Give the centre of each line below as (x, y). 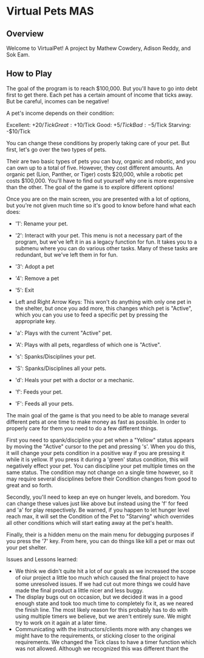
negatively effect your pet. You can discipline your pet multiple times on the (101, 465)
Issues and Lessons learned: (42, 559)
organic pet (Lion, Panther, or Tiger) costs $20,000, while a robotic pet (95, 174)
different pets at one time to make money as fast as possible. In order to (96, 422)
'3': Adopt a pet (35, 266)
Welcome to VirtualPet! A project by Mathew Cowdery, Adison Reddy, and (99, 48)
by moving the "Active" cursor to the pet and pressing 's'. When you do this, (101, 446)
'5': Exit (25, 290)
